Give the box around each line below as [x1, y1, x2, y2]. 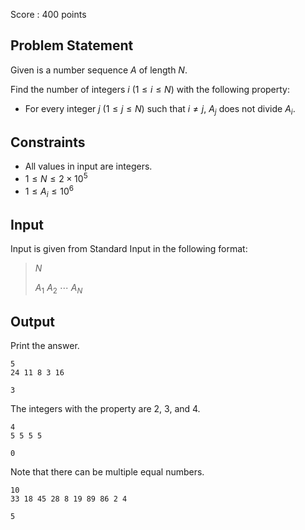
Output [10, 313, 55, 330]
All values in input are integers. [24, 160, 153, 173]
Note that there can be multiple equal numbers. [10, 465, 205, 478]
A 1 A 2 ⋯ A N [34, 282, 83, 296]
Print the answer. [10, 339, 80, 351]
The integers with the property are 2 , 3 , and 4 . [10, 402, 201, 414]
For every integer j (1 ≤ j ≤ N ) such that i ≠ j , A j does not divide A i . [24, 102, 296, 117]
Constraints [10, 134, 86, 151]
